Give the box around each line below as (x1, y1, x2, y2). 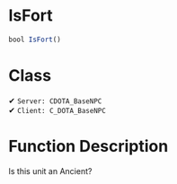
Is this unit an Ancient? (8, 165, 93, 176)
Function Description (8, 136, 169, 156)
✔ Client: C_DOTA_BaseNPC (8, 104, 107, 115)
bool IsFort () (8, 35, 62, 44)
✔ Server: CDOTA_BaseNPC (8, 95, 102, 106)
